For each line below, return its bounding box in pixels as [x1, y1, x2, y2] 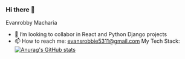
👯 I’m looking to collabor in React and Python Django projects [14, 31, 167, 38]
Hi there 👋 [5, 5, 36, 14]
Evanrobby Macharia [5, 19, 57, 26]
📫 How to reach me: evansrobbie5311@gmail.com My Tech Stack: [14, 37, 180, 45]
